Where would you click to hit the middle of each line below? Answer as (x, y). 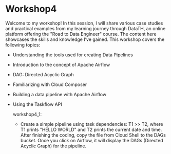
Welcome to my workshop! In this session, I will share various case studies (84, 23)
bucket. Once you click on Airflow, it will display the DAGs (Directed (92, 140)
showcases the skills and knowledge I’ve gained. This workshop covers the (85, 39)
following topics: (23, 45)
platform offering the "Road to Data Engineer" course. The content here (81, 34)
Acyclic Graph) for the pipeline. (53, 146)
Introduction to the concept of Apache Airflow (61, 64)
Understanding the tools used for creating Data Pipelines (73, 55)
